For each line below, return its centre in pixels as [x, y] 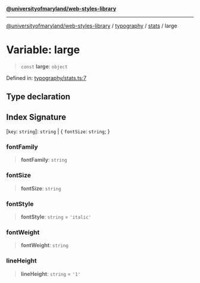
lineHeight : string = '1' [51, 273]
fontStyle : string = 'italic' [56, 217]
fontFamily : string [44, 160]
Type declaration [38, 97]
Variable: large [43, 50]
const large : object [44, 66]
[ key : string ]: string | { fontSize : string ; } [58, 131]
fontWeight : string [45, 245]
